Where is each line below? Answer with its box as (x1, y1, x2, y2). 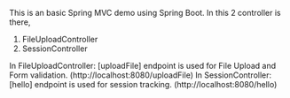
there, (9, 17, 31, 27)
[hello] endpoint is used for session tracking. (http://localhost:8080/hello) (9, 79, 278, 89)
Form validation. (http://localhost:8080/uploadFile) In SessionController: (9, 70, 272, 80)
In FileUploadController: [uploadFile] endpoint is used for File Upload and (9, 61, 277, 71)
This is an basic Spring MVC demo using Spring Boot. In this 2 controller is (9, 8, 281, 18)
